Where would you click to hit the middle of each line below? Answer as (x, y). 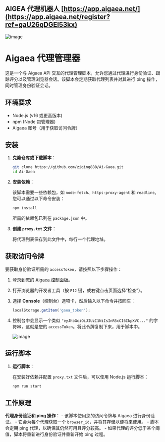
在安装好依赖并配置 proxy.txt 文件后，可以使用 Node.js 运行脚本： (80, 377)
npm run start (27, 386)
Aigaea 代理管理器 (43, 58)
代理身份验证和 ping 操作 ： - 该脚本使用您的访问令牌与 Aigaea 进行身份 (78, 416)
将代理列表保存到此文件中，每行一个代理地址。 (60, 239)
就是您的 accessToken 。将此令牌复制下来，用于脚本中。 (86, 326)
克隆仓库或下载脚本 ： (34, 158)
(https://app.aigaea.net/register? (58, 17)
